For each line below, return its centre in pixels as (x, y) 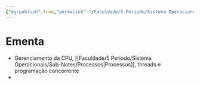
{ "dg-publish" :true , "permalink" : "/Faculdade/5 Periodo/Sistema (86, 12)
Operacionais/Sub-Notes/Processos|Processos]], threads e (87, 64)
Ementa (25, 41)
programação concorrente (47, 71)
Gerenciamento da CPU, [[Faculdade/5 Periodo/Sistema (83, 58)
